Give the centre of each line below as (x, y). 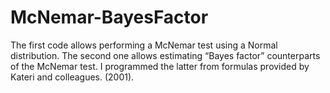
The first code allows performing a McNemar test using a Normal (144, 45)
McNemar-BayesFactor (109, 17)
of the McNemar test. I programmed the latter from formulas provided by (160, 66)
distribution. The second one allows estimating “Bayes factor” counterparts (165, 55)
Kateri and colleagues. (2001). (72, 77)
